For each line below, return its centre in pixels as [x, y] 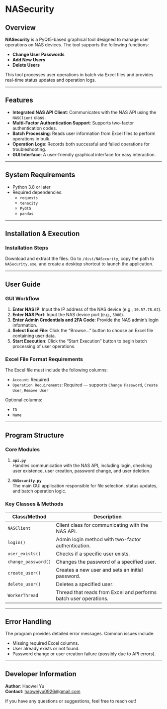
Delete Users [26, 65]
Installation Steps [27, 247]
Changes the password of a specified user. [106, 562]
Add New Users [29, 60]
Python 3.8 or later [31, 187]
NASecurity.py [27, 481]
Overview [21, 28]
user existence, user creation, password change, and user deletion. [81, 471]
